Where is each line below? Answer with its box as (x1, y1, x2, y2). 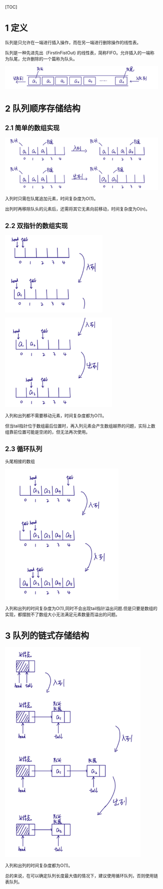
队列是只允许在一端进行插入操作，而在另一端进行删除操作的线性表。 (5, 39, 141, 45)
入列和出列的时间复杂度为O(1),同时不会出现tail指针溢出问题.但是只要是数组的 (5, 606, 158, 612)
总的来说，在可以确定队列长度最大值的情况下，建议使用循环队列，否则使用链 (5, 873, 158, 879)
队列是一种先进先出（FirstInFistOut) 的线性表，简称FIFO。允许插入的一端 (5, 49, 150, 55)
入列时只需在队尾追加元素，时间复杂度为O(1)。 (5, 196, 98, 202)
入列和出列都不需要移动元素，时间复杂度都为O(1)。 (5, 413, 107, 419)
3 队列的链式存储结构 (5, 630, 89, 642)
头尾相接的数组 (5, 458, 35, 465)
